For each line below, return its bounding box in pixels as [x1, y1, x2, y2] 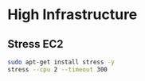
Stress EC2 [7, 37, 65, 51]
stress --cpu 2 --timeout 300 [7, 65, 108, 73]
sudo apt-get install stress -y [7, 58, 115, 66]
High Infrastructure [7, 6, 138, 24]
